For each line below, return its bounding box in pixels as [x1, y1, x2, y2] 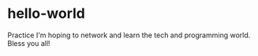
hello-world [7, 5, 86, 23]
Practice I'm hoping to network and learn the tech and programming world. [7, 30, 251, 40]
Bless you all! [7, 38, 50, 47]
